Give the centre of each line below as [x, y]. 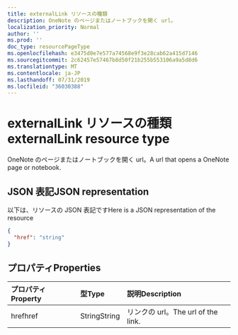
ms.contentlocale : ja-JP [44, 73]
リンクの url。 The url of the [172, 312]
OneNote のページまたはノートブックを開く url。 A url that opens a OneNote [118, 159]
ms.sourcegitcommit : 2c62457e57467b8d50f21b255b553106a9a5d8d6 [103, 60]
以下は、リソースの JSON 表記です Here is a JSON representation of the [112, 210]
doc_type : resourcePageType [49, 47]
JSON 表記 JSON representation [78, 192]
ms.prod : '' [25, 40]
